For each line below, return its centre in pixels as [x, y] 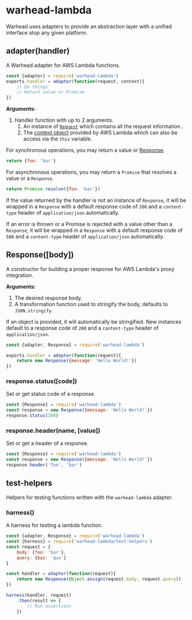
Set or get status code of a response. [51, 394]
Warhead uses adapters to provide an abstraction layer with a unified [89, 26]
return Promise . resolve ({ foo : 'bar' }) [53, 189]
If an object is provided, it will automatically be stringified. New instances [94, 321]
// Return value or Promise [50, 92]
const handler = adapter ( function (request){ [61, 574]
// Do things [32, 87]
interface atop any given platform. [47, 32]
